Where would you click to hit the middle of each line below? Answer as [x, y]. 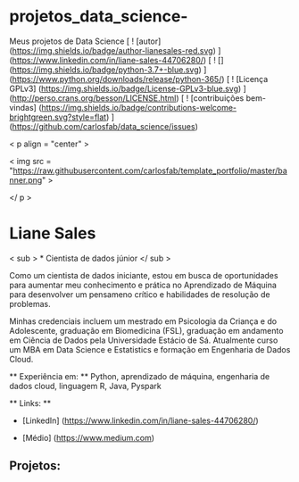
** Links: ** [30, 403]
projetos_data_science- [99, 17]
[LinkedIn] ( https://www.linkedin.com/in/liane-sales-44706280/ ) [140, 420]
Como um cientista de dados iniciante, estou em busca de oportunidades [144, 275]
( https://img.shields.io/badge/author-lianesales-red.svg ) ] [115, 50]
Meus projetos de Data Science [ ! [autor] [85, 41]
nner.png [26, 179]
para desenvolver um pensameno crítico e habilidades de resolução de [140, 294]
